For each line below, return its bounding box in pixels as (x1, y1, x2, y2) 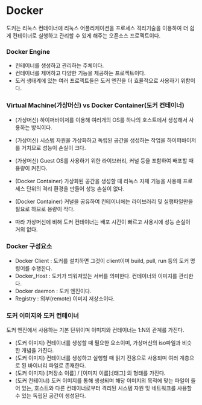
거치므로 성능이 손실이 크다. (21, 144, 86, 151)
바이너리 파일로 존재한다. (28, 362, 86, 369)
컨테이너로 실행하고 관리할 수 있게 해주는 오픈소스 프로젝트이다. (12, 31, 161, 39)
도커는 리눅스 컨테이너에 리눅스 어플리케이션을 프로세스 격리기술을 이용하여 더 (6, 24, 189, 31)
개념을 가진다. (21, 347, 54, 354)
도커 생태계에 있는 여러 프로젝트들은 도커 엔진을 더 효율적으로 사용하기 (14, 77, 180, 85)
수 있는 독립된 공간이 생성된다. (14, 392, 86, 400)
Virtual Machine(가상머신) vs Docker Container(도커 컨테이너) (6, 101, 185, 109)
